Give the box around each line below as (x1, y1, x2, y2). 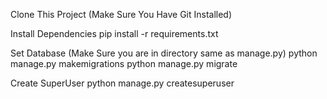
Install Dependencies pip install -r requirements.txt (10, 28, 219, 39)
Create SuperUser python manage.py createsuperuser (10, 77, 235, 89)
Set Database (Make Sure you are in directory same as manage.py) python (10, 47, 318, 59)
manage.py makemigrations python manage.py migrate (10, 58, 238, 69)
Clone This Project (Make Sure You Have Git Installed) (10, 9, 233, 20)
